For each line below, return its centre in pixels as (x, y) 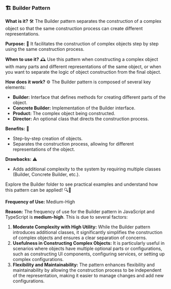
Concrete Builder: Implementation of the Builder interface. (74, 108)
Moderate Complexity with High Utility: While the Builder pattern (81, 227)
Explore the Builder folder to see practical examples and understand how (82, 184)
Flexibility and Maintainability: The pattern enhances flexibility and (84, 265)
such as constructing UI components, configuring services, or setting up (89, 254)
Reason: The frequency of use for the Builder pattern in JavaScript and (80, 212)
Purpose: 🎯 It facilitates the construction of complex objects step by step (82, 44)
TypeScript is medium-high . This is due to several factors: (67, 217)
